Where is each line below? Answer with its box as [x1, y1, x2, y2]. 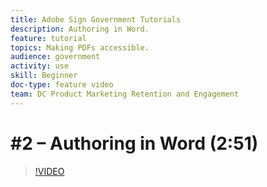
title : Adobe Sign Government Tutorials [10, 14, 182, 25]
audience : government [10, 52, 101, 62]
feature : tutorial [10, 33, 87, 43]
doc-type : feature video [10, 80, 114, 90]
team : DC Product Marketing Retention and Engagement [10, 89, 240, 99]
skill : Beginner [10, 71, 78, 81]
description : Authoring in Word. [10, 24, 150, 34]
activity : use [10, 61, 70, 71]
